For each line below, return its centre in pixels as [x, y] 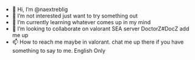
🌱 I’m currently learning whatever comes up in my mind [81, 22]
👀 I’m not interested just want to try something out [75, 16]
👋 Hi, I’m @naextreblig [40, 9]
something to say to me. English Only [58, 51]
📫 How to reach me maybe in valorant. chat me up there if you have [98, 42]
